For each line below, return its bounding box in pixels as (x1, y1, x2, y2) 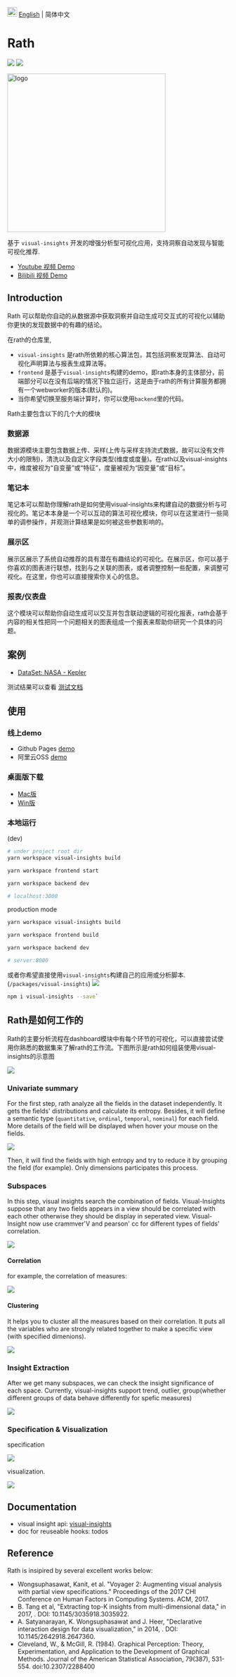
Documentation (7, 1501, 77, 1513)
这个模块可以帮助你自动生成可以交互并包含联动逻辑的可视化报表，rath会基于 (7, 609, 228, 617)
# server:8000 (7, 957, 49, 964)
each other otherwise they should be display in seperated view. (7, 1212, 191, 1221)
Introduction (7, 292, 63, 304)
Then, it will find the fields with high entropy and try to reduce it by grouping (7, 1156, 228, 1164)
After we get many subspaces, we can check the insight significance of (7, 1378, 214, 1387)
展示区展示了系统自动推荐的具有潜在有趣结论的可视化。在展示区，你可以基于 (7, 554, 229, 563)
